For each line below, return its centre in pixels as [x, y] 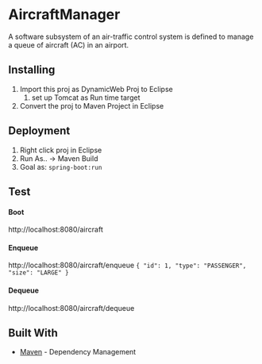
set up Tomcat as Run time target [86, 98]
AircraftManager [64, 15]
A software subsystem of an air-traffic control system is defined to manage [131, 36]
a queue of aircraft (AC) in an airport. [69, 44]
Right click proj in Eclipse [61, 150]
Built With [33, 333]
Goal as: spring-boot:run [61, 167]
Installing [32, 70]
